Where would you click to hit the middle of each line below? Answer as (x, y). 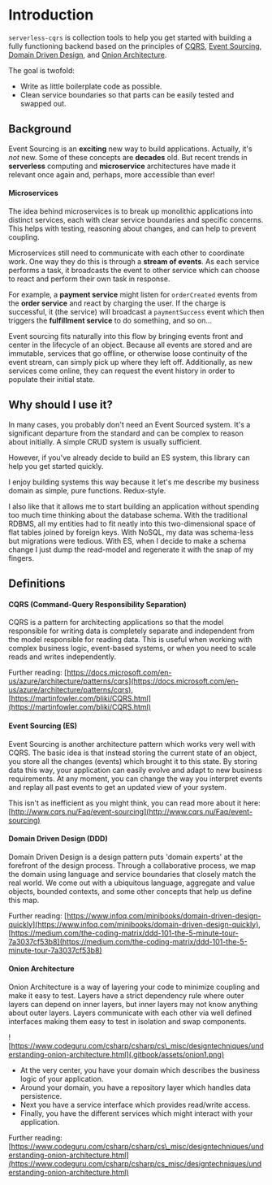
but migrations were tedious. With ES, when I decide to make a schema (127, 540)
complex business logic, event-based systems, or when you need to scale (132, 649)
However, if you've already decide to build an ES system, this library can (129, 458)
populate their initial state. (52, 379)
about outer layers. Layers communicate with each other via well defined (130, 1013)
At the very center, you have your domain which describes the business (140, 1070)
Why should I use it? (61, 405)
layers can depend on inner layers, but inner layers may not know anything (133, 1004)
